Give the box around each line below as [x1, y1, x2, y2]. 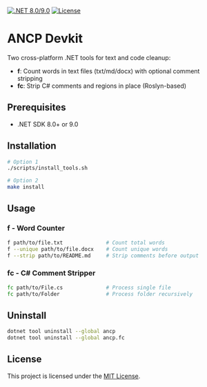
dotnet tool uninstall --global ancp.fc [7, 334, 126, 341]
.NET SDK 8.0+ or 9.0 [17, 120, 79, 128]
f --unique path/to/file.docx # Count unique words [7, 245, 168, 252]
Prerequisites [7, 102, 66, 113]
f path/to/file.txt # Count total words [7, 239, 166, 246]
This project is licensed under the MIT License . [7, 372, 141, 380]
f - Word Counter [7, 223, 66, 233]
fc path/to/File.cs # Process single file [7, 284, 171, 291]
